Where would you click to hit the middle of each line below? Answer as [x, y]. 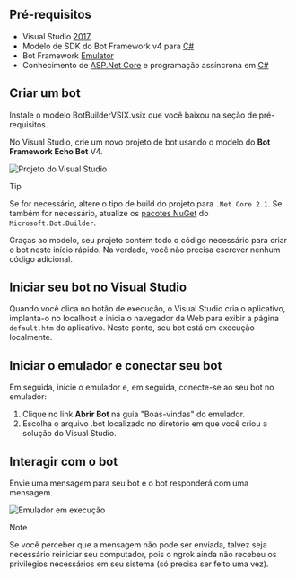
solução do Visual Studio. [69, 433]
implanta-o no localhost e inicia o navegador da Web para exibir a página [144, 319]
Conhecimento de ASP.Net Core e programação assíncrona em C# [145, 65]
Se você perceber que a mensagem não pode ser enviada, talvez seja [138, 545]
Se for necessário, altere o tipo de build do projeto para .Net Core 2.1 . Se [146, 203]
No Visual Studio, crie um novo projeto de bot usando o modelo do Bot [140, 142]
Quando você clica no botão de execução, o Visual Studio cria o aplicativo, [148, 309]
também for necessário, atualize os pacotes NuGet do [109, 213]
